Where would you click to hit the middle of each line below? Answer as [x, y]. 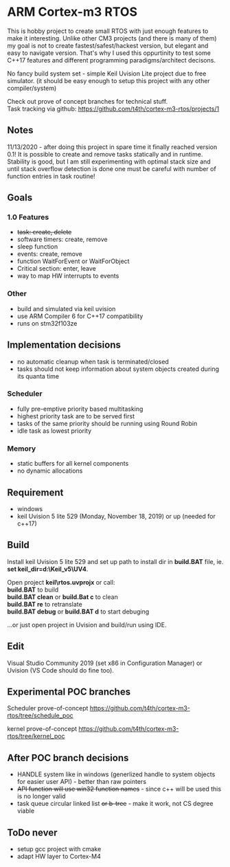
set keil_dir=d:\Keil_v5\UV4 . [48, 569]
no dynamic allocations [50, 471]
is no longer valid [42, 796]
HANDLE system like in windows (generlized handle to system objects [116, 774]
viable [26, 811]
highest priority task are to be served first [76, 416]
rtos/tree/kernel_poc [36, 736]
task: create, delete [44, 232]
